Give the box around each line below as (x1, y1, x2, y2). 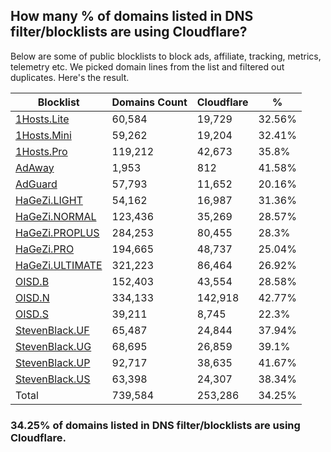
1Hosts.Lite (15, 112, 70, 126)
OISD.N (15, 290, 50, 304)
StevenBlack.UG (15, 339, 92, 353)
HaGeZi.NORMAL (15, 209, 97, 223)
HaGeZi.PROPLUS (15, 225, 100, 239)
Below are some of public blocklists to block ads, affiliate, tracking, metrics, (10, 50, 322, 62)
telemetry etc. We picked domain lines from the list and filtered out (10, 60, 285, 73)
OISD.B (15, 274, 50, 288)
